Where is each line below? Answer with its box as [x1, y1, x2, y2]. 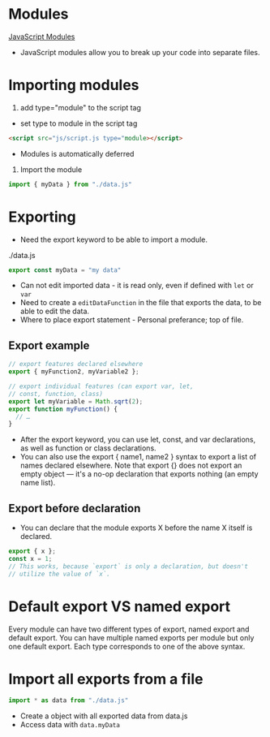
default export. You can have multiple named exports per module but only [8, 632, 255, 642]
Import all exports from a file [8, 670, 204, 688]
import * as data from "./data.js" [8, 696, 129, 705]
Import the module [19, 164, 83, 175]
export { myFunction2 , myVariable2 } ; [8, 368, 139, 376]
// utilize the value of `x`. [8, 570, 111, 578]
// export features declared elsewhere [8, 360, 144, 368]
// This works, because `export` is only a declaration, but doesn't [8, 562, 249, 571]
